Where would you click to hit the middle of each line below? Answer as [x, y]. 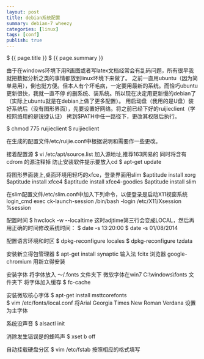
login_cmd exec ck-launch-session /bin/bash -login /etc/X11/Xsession [94, 201]
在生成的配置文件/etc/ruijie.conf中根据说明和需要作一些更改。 [84, 141]
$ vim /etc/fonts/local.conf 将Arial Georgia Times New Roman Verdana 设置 [101, 303]
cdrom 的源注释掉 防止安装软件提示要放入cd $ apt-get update [84, 162]
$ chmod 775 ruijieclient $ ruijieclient [53, 128]
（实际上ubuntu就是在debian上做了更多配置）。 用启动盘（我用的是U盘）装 [100, 101]
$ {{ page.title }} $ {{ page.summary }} [55, 58]
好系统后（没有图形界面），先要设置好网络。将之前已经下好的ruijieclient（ [98, 109]
